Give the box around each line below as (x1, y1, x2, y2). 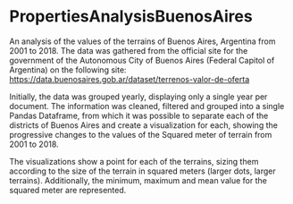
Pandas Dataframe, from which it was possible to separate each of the (9, 110, 269, 121)
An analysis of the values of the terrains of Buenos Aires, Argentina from (9, 36, 276, 47)
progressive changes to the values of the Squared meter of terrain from (9, 129, 272, 140)
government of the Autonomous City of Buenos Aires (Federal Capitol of (9, 55, 275, 65)
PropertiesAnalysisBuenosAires (9, 6, 253, 27)
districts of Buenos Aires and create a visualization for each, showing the (9, 119, 279, 131)
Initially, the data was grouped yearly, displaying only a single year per (9, 91, 268, 102)
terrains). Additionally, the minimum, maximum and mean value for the (9, 174, 268, 185)
